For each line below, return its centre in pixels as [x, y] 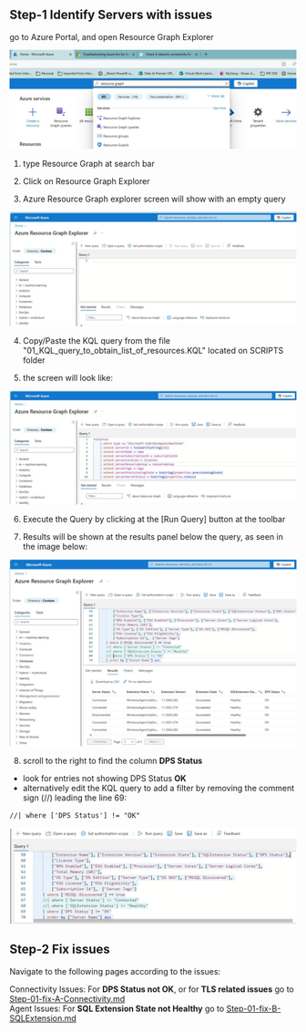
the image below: [55, 547]
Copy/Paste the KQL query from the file [97, 341]
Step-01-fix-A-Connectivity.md [67, 998]
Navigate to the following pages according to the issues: [115, 971]
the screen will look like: [68, 378]
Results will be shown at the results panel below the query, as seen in [153, 537]
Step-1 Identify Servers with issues [111, 15]
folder [34, 360]
